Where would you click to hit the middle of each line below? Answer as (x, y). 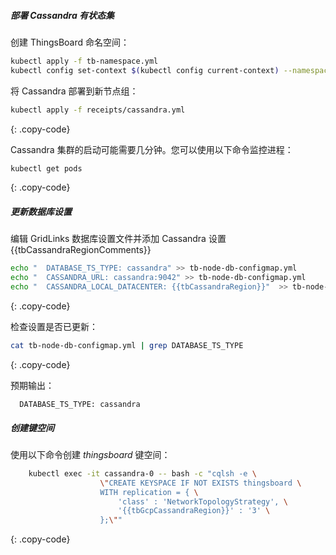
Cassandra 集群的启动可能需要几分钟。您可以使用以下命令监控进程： (152, 149)
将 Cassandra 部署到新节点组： (74, 91)
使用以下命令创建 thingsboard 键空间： (90, 454)
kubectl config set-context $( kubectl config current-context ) (145, 70)
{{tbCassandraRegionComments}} (81, 250)
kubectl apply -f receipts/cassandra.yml (98, 110)
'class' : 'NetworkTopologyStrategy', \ (202, 501)
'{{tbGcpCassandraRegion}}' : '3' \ (194, 511)
